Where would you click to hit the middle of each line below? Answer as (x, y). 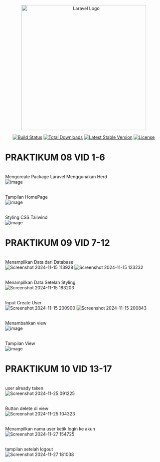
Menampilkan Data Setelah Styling (40, 282)
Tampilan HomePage (27, 197)
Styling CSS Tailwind (26, 217)
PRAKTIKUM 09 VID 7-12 (58, 243)
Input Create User (23, 302)
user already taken (24, 388)
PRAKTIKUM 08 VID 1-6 (55, 157)
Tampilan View (20, 343)
